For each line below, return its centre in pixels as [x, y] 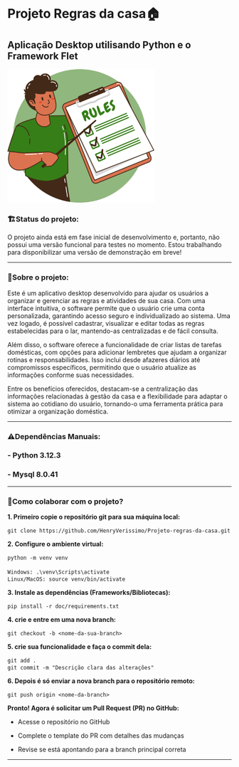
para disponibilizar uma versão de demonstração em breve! [95, 253]
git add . [22, 661]
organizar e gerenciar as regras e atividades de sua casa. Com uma [106, 300]
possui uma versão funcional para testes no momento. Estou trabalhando [115, 245]
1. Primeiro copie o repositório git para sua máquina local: [94, 517]
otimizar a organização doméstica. [58, 411]
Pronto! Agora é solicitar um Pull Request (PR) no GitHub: [93, 708]
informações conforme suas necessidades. [71, 375]
